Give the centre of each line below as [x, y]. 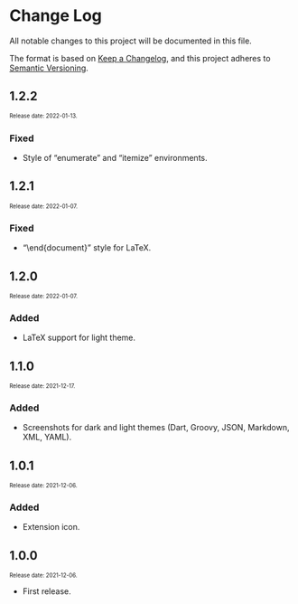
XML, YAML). [47, 437]
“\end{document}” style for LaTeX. [87, 248]
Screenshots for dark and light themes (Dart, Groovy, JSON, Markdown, [156, 428]
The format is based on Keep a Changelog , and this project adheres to [140, 58]
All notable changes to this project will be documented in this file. [131, 41]
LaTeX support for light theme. [79, 338]
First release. [47, 591]
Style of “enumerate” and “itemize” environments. [115, 158]
